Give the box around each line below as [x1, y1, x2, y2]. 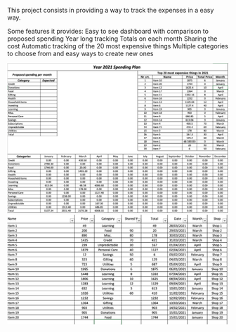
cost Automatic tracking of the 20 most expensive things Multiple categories [7, 42, 228, 50]
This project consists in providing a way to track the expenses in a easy [7, 6, 214, 14]
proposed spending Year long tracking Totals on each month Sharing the [7, 34, 218, 43]
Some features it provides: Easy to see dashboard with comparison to [7, 27, 209, 35]
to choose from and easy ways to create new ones [7, 49, 154, 58]
